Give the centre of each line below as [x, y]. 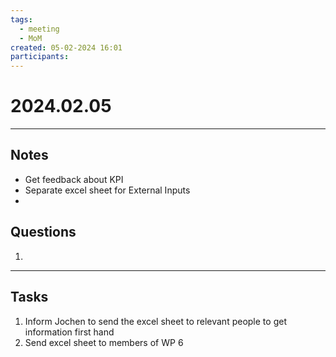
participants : [40, 57]
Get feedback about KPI [74, 179]
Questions [43, 232]
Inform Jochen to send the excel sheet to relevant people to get [155, 321]
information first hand [69, 332]
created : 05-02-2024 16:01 [66, 47]
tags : [21, 19]
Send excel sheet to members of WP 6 [104, 342]
